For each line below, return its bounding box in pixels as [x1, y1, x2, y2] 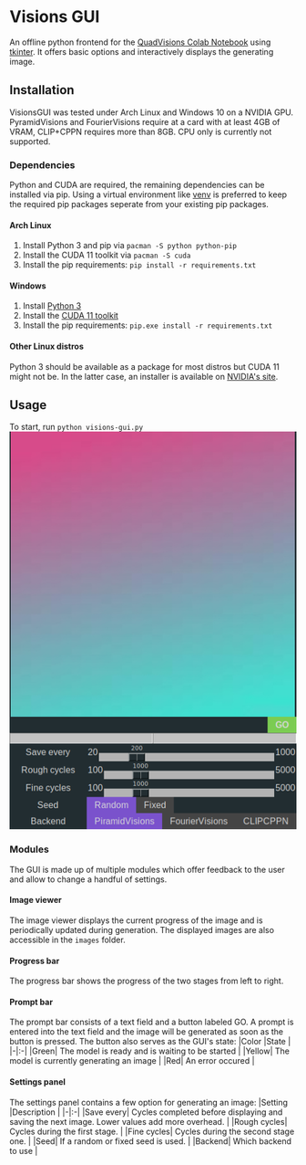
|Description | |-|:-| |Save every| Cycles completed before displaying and [9, 1107, 283, 1118]
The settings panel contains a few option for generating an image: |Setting [9, 1097, 289, 1107]
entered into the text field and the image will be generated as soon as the [9, 1026, 284, 1037]
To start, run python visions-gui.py [9, 422, 144, 433]
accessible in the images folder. [9, 934, 126, 945]
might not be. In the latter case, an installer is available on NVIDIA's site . [9, 371, 279, 382]
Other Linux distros [9, 341, 84, 352]
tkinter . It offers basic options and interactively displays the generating [9, 46, 274, 57]
